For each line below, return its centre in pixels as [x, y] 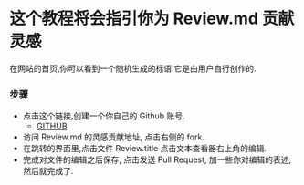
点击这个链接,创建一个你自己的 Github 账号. [104, 116]
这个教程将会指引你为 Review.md [134, 19]
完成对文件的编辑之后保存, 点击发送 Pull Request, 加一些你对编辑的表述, [157, 159]
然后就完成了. [48, 171]
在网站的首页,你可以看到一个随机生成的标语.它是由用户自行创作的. [133, 68]
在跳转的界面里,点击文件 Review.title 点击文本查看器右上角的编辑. [145, 149]
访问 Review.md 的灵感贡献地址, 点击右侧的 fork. [114, 137]
